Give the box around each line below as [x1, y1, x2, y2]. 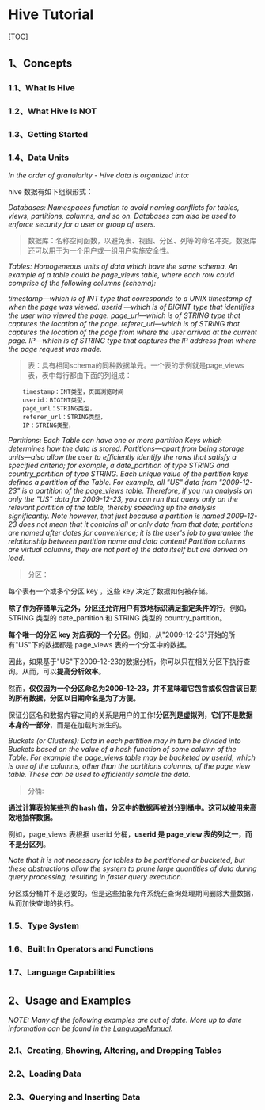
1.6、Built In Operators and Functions [8, 944, 154, 955]
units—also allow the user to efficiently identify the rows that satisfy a [8, 452, 237, 462]
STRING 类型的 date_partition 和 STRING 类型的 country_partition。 [8, 613, 227, 623]
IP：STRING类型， [22, 421, 75, 429]
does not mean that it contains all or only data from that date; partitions [18, 520, 253, 529]
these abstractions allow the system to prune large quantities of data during [8, 864, 257, 873]
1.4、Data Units [8, 152, 70, 163]
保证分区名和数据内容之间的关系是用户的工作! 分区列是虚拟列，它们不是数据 [8, 711, 253, 720]
